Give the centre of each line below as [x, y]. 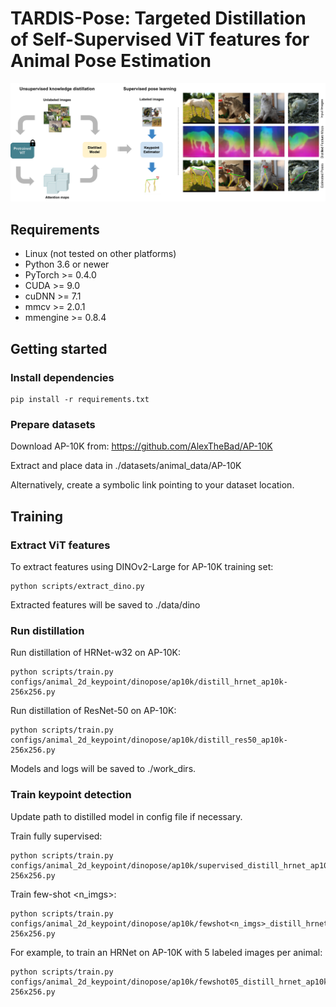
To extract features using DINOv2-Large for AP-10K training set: [142, 566]
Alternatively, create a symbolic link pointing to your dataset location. [152, 485]
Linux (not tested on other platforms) [100, 254]
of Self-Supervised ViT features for [160, 39]
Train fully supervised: [56, 836]
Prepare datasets [53, 424]
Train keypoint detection [71, 795]
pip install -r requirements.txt [80, 399]
